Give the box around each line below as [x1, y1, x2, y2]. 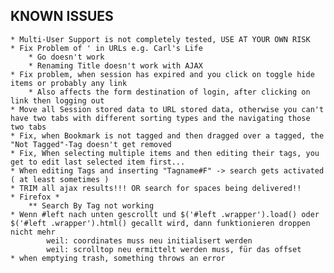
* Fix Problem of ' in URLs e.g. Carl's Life [10, 43, 203, 53]
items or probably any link [10, 78, 128, 88]
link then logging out [10, 95, 105, 106]
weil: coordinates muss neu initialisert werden [46, 235, 253, 246]
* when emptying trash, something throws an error [10, 253, 226, 263]
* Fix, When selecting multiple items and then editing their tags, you [10, 148, 320, 158]
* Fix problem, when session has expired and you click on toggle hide [10, 69, 315, 79]
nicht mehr [10, 227, 56, 237]
